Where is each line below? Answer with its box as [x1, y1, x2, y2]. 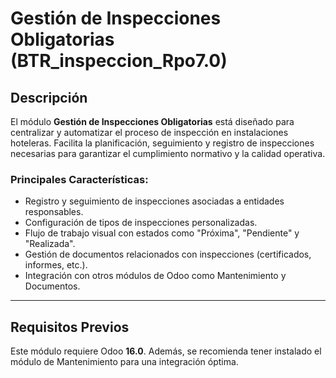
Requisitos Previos [10, 318, 130, 336]
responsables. [24, 206, 84, 218]
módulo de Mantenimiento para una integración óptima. [10, 356, 239, 368]
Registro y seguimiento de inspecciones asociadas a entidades [24, 195, 285, 207]
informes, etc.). [24, 259, 88, 271]
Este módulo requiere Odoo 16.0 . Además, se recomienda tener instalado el [10, 345, 322, 357]
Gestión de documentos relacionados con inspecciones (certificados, [24, 248, 312, 261]
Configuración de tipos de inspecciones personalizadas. [24, 217, 258, 229]
